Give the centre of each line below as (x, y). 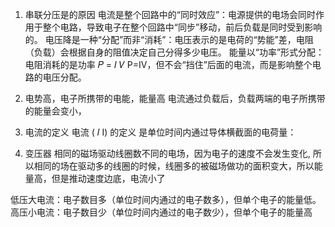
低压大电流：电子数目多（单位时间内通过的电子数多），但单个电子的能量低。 (166, 199)
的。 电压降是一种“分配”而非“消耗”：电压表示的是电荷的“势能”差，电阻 (169, 39)
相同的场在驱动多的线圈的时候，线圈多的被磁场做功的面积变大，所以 (174, 166)
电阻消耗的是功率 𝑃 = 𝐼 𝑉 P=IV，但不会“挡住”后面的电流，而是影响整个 (168, 64)
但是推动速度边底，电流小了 (108, 178)
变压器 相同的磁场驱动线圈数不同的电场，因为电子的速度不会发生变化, (167, 153)
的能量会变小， (55, 111)
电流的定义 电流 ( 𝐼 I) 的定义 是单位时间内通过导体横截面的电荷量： (160, 132)
